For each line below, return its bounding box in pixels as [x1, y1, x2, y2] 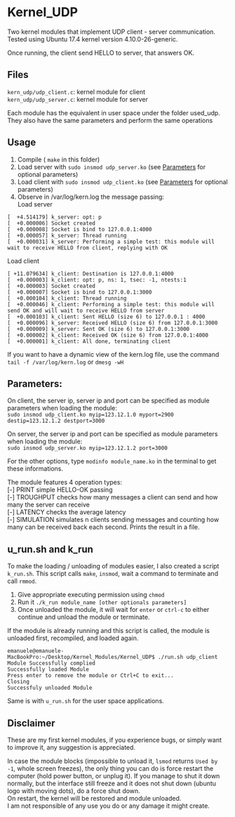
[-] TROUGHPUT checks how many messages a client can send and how [7, 493, 218, 502]
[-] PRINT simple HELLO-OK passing [7, 485, 113, 494]
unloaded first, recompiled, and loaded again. [7, 634, 139, 643]
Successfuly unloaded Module [7, 684, 93, 692]
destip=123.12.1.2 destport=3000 [7, 417, 105, 425]
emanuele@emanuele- [7, 648, 65, 655]
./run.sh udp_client [157, 654, 218, 661]
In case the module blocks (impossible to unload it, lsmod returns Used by [7, 757, 218, 765]
